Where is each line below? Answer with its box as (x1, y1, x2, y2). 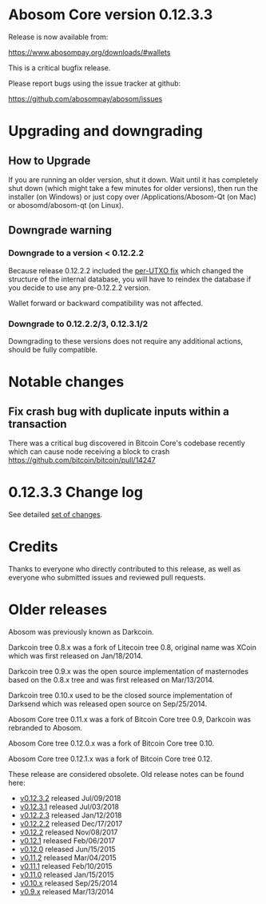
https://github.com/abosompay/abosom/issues (8, 94, 163, 103)
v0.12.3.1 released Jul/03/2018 (19, 802, 120, 811)
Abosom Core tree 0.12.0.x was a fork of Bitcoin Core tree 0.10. (8, 738, 214, 748)
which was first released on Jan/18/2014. (8, 651, 144, 660)
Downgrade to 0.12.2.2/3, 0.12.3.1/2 (8, 318, 149, 329)
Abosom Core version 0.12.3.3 (8, 6, 213, 24)
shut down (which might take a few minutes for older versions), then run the (8, 183, 258, 193)
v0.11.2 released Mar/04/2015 (19, 853, 117, 862)
